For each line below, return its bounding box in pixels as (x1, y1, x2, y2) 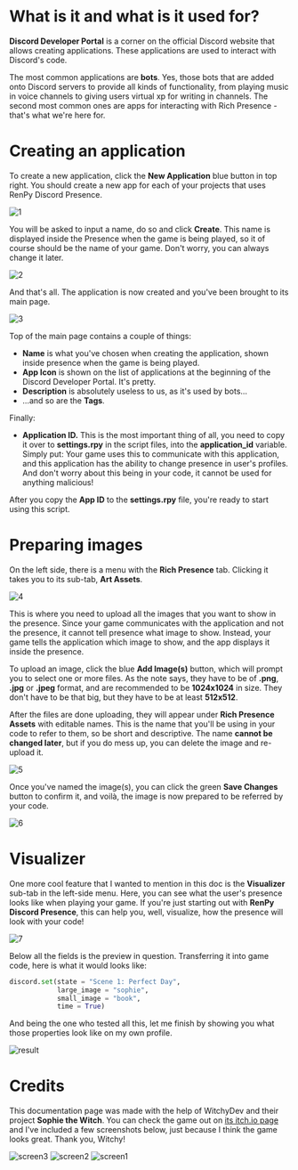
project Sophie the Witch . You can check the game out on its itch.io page (9, 1115, 278, 1125)
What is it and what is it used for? (9, 6, 260, 27)
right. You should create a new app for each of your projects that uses (9, 180, 267, 191)
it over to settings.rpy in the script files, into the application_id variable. (21, 439, 287, 450)
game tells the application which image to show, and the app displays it (9, 637, 270, 647)
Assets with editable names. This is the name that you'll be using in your (9, 719, 276, 729)
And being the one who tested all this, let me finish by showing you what (9, 1018, 275, 1029)
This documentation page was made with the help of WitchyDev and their (9, 1106, 278, 1117)
